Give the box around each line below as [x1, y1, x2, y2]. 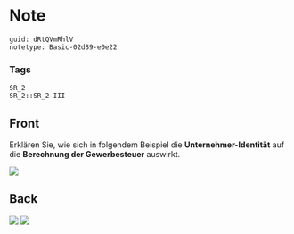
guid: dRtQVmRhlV [9, 35, 74, 44]
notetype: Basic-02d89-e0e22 [9, 42, 118, 52]
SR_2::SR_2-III [9, 91, 66, 101]
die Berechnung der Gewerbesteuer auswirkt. [9, 149, 181, 160]
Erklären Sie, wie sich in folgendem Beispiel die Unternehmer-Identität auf [9, 139, 285, 150]
